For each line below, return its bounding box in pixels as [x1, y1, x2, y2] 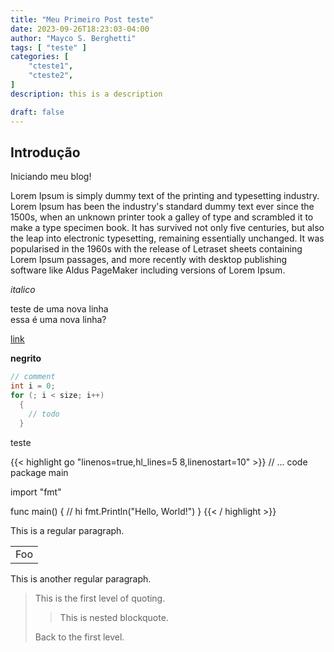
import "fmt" [10, 486, 62, 498]
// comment [10, 372, 56, 382]
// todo [28, 409, 60, 419]
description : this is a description [10, 89, 163, 99]
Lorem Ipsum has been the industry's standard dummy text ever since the [10, 201, 315, 213]
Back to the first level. [34, 631, 125, 643]
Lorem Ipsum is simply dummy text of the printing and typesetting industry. [10, 190, 320, 202]
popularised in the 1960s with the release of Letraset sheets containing [10, 243, 303, 255]
